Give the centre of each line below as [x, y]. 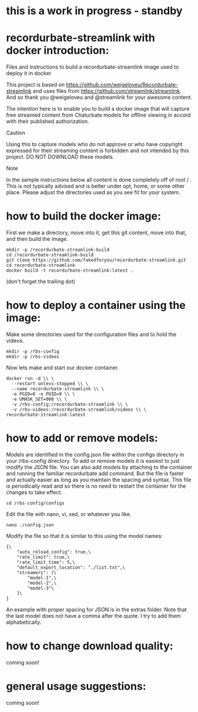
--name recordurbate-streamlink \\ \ [58, 389]
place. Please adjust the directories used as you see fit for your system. [93, 192]
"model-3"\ [41, 588]
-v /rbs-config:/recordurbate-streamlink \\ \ [70, 404]
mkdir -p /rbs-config [33, 352]
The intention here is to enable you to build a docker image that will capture [98, 109]
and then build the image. [37, 239]
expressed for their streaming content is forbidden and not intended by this [98, 151]
